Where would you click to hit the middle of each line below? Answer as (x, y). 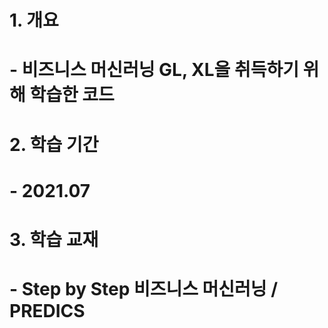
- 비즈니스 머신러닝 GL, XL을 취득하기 (154, 70)
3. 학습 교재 (54, 239)
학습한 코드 (72, 95)
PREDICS (47, 311)
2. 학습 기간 (54, 144)
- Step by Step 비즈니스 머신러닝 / (144, 289)
